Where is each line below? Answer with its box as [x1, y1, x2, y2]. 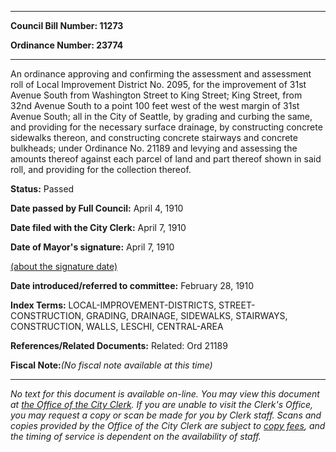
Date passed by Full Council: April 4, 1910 [10, 202, 184, 214]
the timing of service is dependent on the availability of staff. [10, 431, 262, 442]
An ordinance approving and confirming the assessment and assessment [10, 68, 312, 80]
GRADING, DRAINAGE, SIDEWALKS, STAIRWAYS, [86, 310, 288, 321]
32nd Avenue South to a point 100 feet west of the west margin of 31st [10, 100, 300, 111]
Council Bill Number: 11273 [10, 20, 124, 31]
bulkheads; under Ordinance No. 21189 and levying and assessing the [10, 142, 298, 154]
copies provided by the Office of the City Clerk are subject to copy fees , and [10, 420, 326, 431]
